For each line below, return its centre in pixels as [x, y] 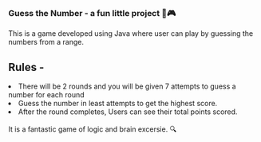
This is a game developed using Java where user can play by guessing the [131, 34]
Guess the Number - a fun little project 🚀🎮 [92, 13]
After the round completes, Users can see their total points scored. [128, 112]
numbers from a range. [46, 42]
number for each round [47, 95]
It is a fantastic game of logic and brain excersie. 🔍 [93, 129]
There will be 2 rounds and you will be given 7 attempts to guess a [128, 86]
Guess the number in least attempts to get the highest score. [118, 104]
